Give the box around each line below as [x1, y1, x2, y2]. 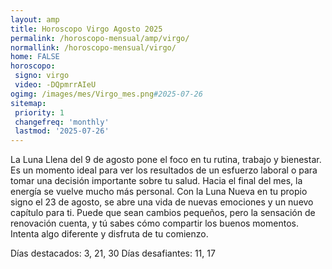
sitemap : [10, 98, 47, 108]
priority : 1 [14, 107, 65, 118]
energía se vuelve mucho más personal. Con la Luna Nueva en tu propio [10, 186, 308, 198]
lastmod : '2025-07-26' [14, 126, 110, 136]
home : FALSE [10, 52, 60, 62]
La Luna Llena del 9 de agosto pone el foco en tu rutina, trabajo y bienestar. [10, 154, 322, 166]
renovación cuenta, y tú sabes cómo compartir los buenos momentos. [10, 217, 299, 230]
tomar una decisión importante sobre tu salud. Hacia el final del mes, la [10, 175, 303, 187]
